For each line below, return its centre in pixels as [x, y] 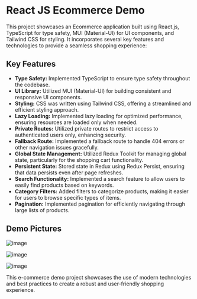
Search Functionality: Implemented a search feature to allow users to [100, 178]
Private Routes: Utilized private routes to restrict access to [86, 128]
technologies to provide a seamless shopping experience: [77, 45]
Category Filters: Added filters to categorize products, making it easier [101, 191]
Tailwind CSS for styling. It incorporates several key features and [85, 39]
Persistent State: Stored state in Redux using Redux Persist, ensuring [100, 166]
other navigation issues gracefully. [57, 147]
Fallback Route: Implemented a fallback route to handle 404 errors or [99, 141]
